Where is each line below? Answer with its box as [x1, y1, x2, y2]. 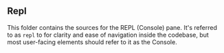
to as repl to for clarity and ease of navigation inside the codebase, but [7, 31, 210, 39]
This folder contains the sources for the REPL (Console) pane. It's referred [7, 23, 218, 31]
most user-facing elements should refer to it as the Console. [7, 37, 177, 46]
